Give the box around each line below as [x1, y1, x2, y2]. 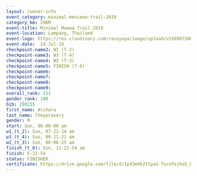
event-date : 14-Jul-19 [6, 42, 64, 48]
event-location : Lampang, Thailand [6, 31, 93, 36]
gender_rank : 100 [6, 96, 49, 101]
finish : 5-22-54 [6, 150, 46, 156]
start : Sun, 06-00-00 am [6, 123, 67, 129]
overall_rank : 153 [6, 90, 51, 96]
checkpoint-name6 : [6, 69, 51, 75]
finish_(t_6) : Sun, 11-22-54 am [6, 145, 85, 151]
